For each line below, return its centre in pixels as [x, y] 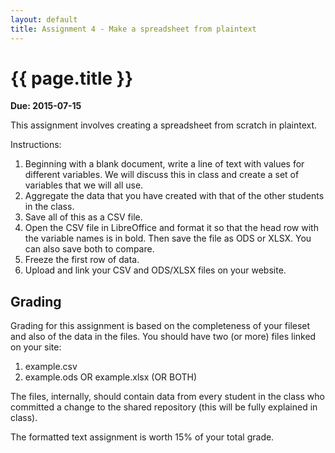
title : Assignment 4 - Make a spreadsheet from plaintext [133, 29]
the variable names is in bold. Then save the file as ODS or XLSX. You [168, 238]
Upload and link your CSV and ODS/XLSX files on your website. [155, 270]
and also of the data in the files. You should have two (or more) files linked [163, 337]
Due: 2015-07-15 [46, 106]
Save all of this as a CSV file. [83, 217]
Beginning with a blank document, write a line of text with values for [164, 164]
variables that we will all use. [84, 185]
